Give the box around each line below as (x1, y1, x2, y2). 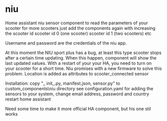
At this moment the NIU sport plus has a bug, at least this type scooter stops (5, 50, 162, 56)
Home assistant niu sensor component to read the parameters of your (5, 20, 148, 26)
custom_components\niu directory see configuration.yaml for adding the (5, 85, 154, 91)
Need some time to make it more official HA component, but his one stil (5, 106, 151, 112)
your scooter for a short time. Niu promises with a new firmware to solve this (5, 65, 162, 71)
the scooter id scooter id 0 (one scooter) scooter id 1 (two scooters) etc (5, 30, 152, 36)
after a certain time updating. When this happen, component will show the (5, 55, 157, 60)
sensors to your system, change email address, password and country (5, 91, 150, 97)
